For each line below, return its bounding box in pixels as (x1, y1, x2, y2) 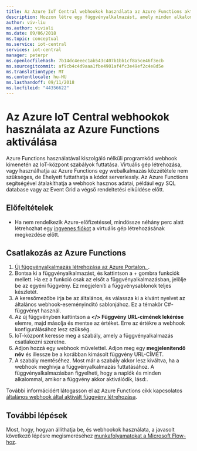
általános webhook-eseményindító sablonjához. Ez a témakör (14, 301, 163, 308)
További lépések (6, 410, 67, 420)
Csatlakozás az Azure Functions (6, 248, 126, 258)
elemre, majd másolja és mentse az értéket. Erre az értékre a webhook (14, 319, 185, 327)
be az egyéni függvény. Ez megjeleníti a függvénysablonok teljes (14, 282, 172, 290)
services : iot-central (6, 47, 62, 53)
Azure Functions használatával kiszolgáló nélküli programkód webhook (6, 154, 178, 161)
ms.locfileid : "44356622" (6, 85, 69, 91)
